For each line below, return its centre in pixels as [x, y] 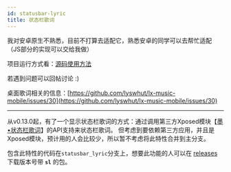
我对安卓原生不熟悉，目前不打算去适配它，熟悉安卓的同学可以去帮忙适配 [109, 40]
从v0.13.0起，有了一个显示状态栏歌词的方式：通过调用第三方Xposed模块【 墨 [115, 121]
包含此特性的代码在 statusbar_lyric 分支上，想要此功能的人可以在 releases [112, 153]
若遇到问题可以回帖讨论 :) [43, 78]
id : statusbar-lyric [37, 13]
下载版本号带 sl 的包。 [39, 162]
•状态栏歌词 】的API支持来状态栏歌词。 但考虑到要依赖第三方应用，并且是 [111, 130]
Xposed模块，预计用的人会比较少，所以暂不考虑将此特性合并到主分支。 [108, 138]
